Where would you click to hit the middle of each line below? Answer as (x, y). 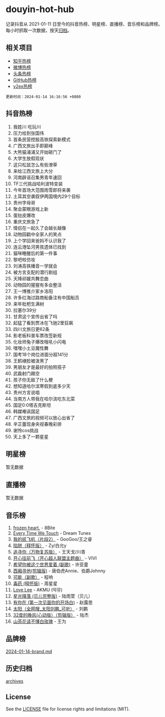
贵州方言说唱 (26, 392)
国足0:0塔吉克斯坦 (32, 405)
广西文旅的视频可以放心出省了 (44, 417)
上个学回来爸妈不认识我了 (39, 240)
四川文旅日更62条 (31, 329)
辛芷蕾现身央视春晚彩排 (37, 424)
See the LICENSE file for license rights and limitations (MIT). (68, 709)
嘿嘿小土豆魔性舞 (31, 348)
